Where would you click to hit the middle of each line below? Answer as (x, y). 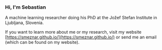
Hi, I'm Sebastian (26, 7)
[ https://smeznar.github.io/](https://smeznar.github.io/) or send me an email (81, 37)
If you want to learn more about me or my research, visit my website (73, 32)
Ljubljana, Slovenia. (24, 23)
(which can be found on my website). (42, 42)
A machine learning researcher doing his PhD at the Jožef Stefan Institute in (81, 18)
